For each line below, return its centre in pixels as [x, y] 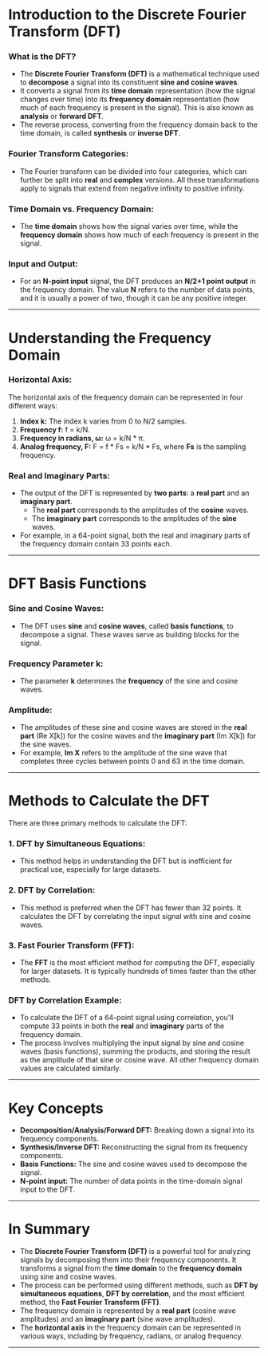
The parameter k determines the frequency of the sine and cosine [129, 680]
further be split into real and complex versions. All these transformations [139, 179]
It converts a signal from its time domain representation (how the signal [138, 91]
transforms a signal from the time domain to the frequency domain [131, 1268]
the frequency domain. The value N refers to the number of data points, [137, 290]
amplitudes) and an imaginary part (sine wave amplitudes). [117, 1319]
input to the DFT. [47, 1189]
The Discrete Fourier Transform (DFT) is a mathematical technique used [140, 74]
